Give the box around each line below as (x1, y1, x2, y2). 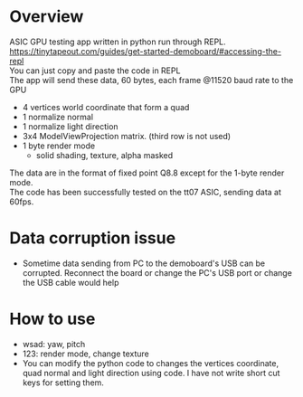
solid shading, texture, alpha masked (35, 149, 174, 160)
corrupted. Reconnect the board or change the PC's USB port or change (22, 267, 292, 278)
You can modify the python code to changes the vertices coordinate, (22, 357, 279, 368)
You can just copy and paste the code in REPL (9, 65, 181, 76)
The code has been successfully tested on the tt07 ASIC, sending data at (9, 186, 282, 197)
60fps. (9, 196, 34, 207)
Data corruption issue (9, 228, 176, 249)
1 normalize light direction (22, 120, 119, 132)
